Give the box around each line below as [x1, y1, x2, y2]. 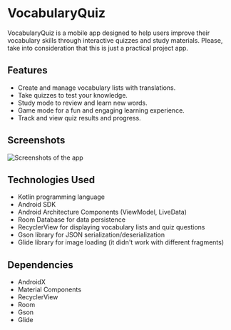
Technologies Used [7, 173, 95, 186]
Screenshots [7, 134, 66, 147]
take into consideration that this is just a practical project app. [7, 43, 189, 52]
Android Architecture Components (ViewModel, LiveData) [17, 208, 188, 217]
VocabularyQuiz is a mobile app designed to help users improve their [7, 29, 210, 37]
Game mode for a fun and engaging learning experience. [17, 105, 185, 115]
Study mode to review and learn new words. [17, 98, 148, 107]
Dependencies [7, 259, 73, 271]
